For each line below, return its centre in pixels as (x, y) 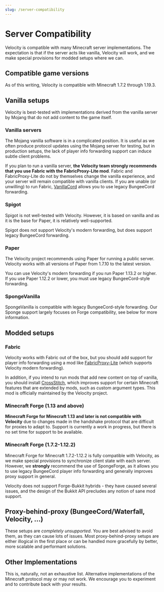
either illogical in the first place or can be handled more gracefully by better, (82, 542)
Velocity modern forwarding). (35, 368)
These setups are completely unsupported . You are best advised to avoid (79, 531)
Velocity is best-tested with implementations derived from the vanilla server (81, 112)
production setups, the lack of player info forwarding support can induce (78, 151)
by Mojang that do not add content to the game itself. (59, 118)
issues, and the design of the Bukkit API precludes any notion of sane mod (80, 491)
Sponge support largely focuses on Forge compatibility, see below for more (81, 312)
